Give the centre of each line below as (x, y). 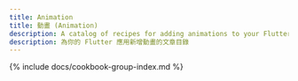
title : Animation (41, 17)
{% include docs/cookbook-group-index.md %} (96, 67)
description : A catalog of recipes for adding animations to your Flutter (150, 33)
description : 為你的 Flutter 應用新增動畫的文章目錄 (99, 42)
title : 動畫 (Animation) (54, 26)
